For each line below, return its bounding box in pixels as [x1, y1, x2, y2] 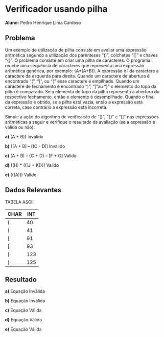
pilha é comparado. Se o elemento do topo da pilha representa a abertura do [5, 88, 160, 94]
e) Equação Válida [5, 326, 42, 332]
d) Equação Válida [5, 317, 42, 323]
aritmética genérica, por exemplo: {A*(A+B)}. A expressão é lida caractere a [5, 68, 159, 74]
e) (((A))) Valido [5, 172, 37, 178]
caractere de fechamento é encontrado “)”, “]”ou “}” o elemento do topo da [5, 83, 157, 89]
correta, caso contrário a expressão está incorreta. [5, 104, 108, 110]
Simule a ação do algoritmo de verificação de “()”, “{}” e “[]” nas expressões [5, 114, 159, 120]
